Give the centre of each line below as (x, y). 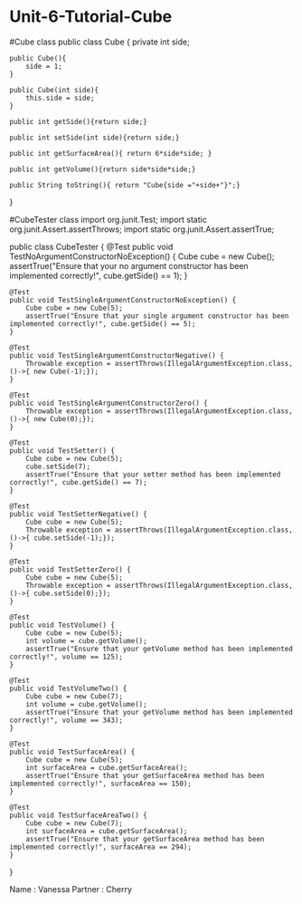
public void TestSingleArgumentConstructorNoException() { (123, 300)
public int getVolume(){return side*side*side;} (103, 169)
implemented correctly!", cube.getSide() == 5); (103, 323)
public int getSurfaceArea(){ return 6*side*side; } (111, 153)
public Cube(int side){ (54, 90)
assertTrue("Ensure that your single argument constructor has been (157, 316)
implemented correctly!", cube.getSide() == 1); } (99, 275)
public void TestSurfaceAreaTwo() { (78, 815)
